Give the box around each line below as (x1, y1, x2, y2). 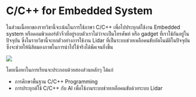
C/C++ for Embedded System (6, 4, 153, 18)
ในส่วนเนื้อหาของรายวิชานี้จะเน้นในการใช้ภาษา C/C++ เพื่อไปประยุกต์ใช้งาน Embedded (6, 24, 181, 31)
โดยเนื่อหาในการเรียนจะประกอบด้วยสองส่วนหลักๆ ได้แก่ (6, 66, 114, 73)
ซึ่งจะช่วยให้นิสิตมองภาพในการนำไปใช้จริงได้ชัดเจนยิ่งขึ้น (6, 43, 113, 51)
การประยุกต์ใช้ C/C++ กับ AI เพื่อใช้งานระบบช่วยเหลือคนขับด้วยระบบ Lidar (14, 84, 163, 92)
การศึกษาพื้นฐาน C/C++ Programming (14, 78, 98, 85)
